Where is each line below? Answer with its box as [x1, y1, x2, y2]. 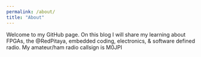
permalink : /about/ [6, 8, 56, 15]
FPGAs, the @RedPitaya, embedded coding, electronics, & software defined [6, 37, 196, 44]
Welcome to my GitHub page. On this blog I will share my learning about [6, 31, 186, 38]
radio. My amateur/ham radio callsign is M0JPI [6, 43, 122, 51]
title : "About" [6, 14, 45, 20]
